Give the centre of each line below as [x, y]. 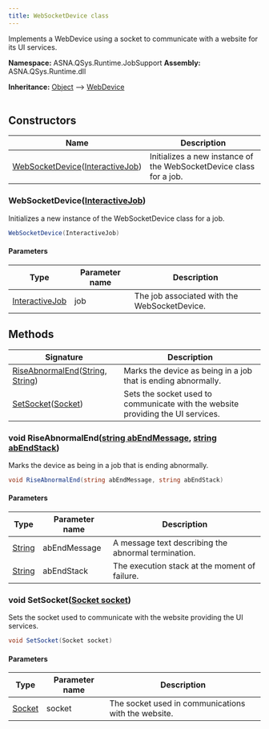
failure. [126, 576]
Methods [31, 334]
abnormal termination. [155, 553]
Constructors [42, 121]
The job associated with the [186, 295]
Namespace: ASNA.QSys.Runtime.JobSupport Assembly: [105, 63]
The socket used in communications [177, 703]
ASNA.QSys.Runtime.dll [47, 71]
